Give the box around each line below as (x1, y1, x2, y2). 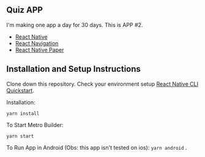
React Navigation (15, 39, 59, 47)
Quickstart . (6, 86, 35, 94)
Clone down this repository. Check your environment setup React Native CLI (6, 80, 199, 88)
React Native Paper (15, 46, 64, 53)
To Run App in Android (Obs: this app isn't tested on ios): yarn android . (6, 144, 187, 151)
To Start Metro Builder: (6, 121, 64, 128)
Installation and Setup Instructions (6, 64, 141, 74)
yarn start (6, 133, 34, 139)
